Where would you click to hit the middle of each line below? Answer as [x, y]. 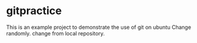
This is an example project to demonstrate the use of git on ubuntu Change [99, 27]
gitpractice [34, 11]
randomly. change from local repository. [55, 33]
